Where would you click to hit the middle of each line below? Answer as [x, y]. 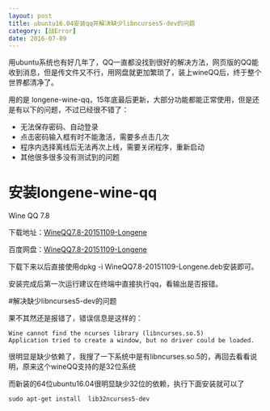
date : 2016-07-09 [38, 38]
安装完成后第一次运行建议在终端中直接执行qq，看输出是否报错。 [116, 284]
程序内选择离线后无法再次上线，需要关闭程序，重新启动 [112, 147]
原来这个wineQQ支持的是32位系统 [79, 367]
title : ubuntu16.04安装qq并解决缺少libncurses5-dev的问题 [102, 23]
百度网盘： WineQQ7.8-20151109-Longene [78, 250]
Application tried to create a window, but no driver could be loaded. [131, 341]
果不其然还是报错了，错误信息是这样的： [76, 318]
